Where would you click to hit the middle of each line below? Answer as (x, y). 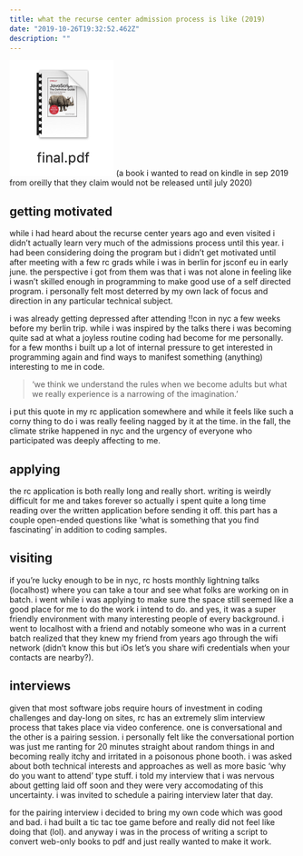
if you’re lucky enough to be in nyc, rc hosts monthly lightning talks (135, 580)
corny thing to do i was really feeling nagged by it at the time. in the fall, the (150, 422)
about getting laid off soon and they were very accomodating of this (137, 785)
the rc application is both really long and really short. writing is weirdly (141, 491)
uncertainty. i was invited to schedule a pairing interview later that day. (142, 794)
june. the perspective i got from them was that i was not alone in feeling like (151, 272)
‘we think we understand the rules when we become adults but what (159, 384)
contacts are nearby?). (52, 657)
